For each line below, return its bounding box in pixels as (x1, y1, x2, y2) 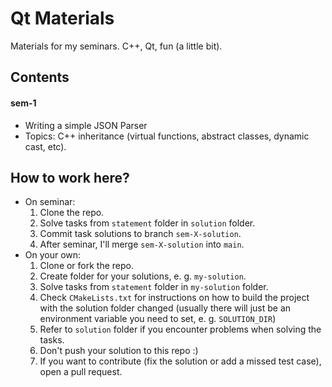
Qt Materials (10, 7, 115, 30)
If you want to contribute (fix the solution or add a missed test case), (39, 355, 322, 367)
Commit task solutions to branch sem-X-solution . (39, 228, 242, 240)
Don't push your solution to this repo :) (39, 345, 199, 357)
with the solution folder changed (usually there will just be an (39, 302, 292, 314)
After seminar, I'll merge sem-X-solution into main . (39, 238, 245, 251)
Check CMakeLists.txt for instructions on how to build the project (39, 292, 310, 304)
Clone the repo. (39, 207, 105, 219)
